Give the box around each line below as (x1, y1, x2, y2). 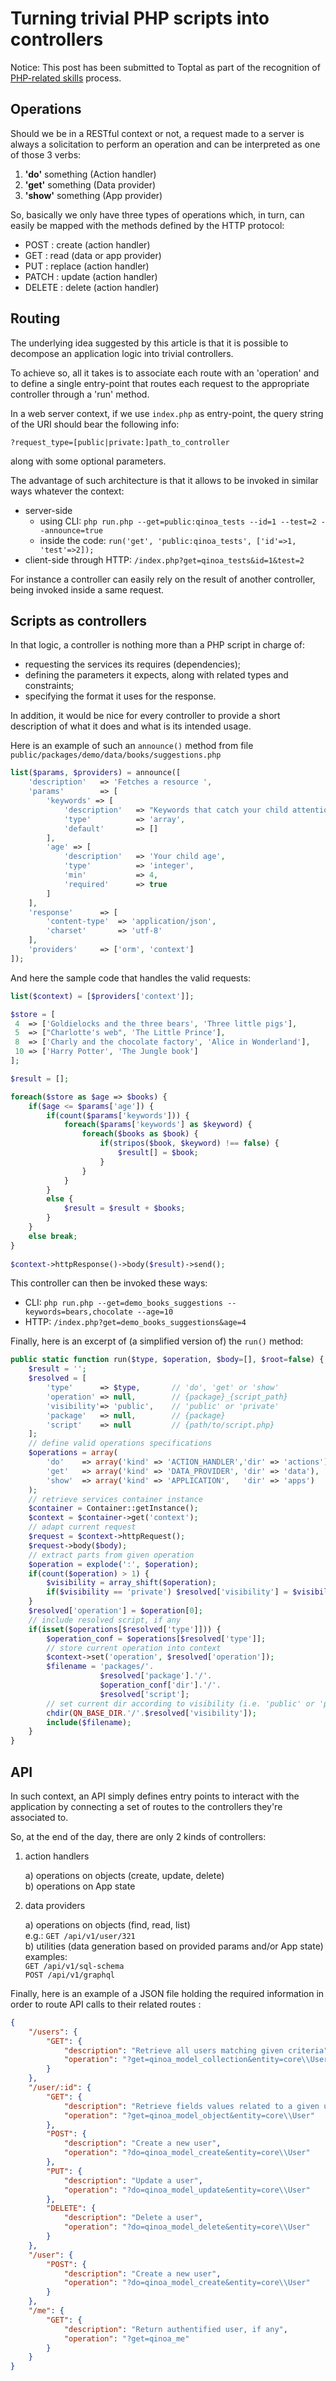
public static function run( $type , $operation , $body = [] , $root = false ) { (10, 1355, 325, 1365)
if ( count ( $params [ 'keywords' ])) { (46, 1110, 190, 1121)
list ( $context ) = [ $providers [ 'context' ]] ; (10, 991, 195, 1001)
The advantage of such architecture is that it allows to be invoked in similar (10, 474, 319, 486)
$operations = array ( (28, 1448, 118, 1458)
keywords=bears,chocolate (24, 1307, 133, 1317)
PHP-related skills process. (10, 72, 122, 84)
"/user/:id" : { (28, 2083, 92, 2093)
